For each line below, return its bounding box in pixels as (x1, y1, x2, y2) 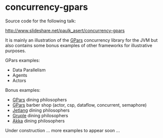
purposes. (5, 48, 26, 54)
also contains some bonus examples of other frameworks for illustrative (5, 42, 153, 48)
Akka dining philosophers (12, 118, 65, 124)
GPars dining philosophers (12, 96, 67, 103)
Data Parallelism (12, 67, 46, 73)
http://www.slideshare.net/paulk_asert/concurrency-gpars (5, 27, 125, 33)
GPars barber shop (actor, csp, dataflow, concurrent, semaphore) (12, 102, 147, 108)
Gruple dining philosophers (12, 112, 68, 118)
